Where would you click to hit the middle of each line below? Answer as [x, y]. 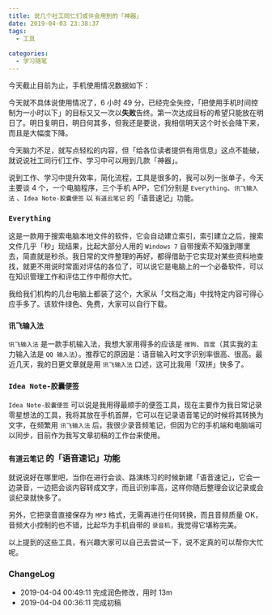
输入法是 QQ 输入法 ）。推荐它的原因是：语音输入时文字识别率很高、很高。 [136, 355]
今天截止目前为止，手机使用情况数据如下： [79, 85]
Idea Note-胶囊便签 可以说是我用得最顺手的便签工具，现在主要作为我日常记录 [136, 404]
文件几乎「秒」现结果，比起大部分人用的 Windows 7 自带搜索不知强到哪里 [130, 246]
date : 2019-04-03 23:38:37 [54, 24]
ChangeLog [32, 574]
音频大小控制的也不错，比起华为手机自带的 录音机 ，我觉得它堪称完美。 [125, 525]
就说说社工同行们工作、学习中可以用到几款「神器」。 [95, 160]
